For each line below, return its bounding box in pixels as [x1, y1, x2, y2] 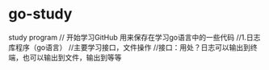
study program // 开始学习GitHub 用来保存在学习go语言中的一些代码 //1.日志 [8, 32, 261, 42]
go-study [8, 5, 73, 23]
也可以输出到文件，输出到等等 [22, 52, 122, 62]
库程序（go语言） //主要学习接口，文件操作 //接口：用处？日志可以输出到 [8, 42, 251, 52]
